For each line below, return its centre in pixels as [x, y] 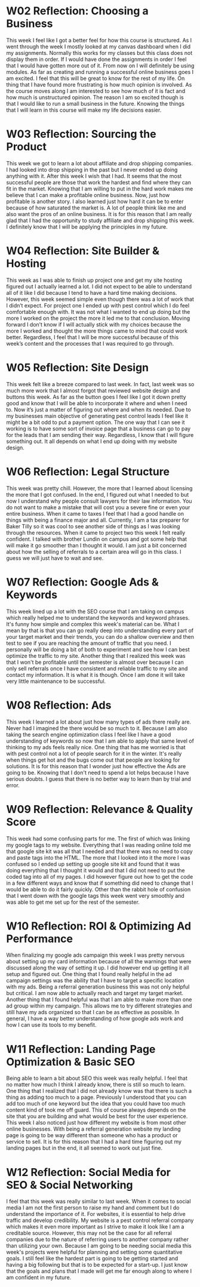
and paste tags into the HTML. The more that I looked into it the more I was [98, 857]
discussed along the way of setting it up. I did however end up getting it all [98, 968]
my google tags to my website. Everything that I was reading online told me [99, 845]
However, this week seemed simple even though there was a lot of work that [100, 299]
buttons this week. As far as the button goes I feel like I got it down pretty [96, 397]
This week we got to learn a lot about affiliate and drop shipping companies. [100, 163]
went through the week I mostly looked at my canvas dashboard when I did [99, 47]
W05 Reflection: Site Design [78, 368]
